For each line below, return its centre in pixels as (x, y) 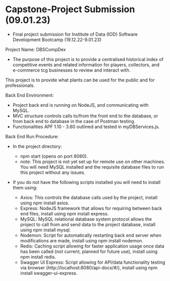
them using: (25, 188)
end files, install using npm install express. (64, 213)
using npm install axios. (45, 203)
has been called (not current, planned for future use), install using (89, 251)
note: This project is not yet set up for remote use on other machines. (93, 162)
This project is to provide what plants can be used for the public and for (80, 80)
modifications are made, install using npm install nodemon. (82, 240)
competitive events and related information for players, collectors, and (86, 65)
